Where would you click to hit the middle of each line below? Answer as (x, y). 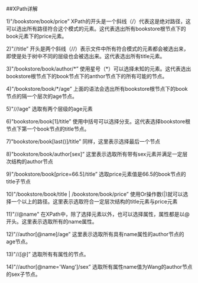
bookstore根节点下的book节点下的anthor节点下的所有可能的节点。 (87, 76)
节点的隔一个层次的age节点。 (42, 96)
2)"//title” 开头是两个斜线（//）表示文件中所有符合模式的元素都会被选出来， (98, 49)
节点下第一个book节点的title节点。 (48, 129)
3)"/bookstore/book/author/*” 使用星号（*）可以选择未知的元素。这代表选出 (99, 69)
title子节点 (19, 182)
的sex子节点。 (23, 274)
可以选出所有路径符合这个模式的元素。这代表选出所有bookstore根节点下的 (96, 29)
